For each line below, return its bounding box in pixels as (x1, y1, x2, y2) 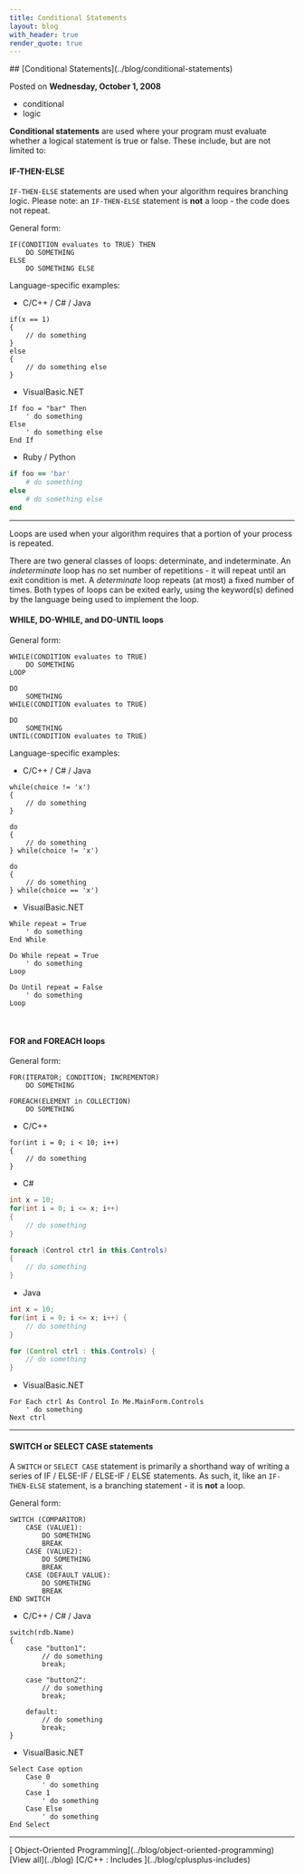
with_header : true (9, 30, 79, 39)
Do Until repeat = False (9, 983, 103, 992)
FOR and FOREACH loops (9, 1035, 106, 1046)
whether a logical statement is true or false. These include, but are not (9, 135, 271, 146)
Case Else (25, 1804, 63, 1814)
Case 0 (25, 1772, 51, 1782)
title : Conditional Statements (9, 13, 128, 23)
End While (9, 935, 47, 944)
